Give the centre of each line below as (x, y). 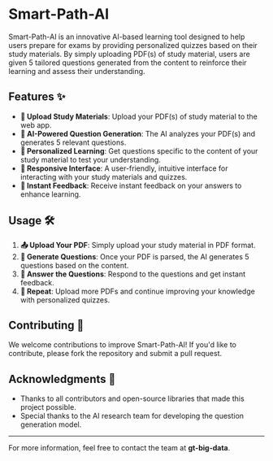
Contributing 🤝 (46, 325)
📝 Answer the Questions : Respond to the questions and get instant (133, 274)
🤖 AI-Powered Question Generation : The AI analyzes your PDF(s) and (138, 133)
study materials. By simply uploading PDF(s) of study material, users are (129, 54)
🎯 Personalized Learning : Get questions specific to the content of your (139, 150)
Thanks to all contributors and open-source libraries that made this (132, 398)
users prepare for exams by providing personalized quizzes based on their (133, 45)
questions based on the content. (74, 265)
